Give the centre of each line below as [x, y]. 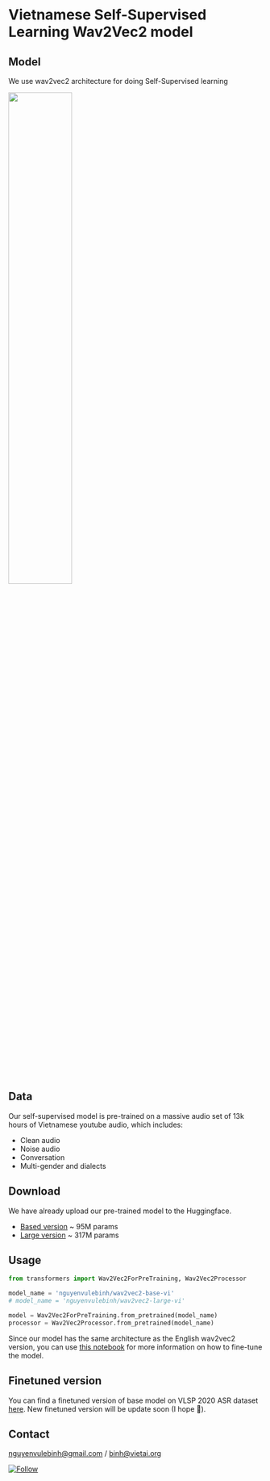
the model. [26, 1355]
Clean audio [40, 1140]
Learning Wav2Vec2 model [101, 32]
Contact [29, 1435]
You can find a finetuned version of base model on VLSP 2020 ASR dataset [133, 1400]
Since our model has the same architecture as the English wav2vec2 [122, 1338]
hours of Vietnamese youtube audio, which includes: [96, 1124]
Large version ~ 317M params [69, 1235]
